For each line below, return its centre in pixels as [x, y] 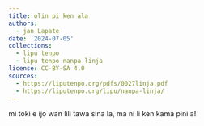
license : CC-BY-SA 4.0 [47, 69]
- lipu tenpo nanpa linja [59, 61]
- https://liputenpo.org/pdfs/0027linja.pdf [92, 83]
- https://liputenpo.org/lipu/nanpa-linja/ [90, 91]
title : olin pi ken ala [49, 16]
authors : [23, 23]
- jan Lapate [38, 31]
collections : [30, 46]
